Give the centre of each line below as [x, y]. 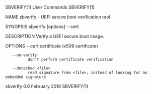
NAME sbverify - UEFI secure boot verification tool [58, 17]
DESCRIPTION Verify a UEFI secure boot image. [55, 36]
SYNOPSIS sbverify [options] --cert [42, 26]
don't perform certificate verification [70, 59]
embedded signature [26, 77]
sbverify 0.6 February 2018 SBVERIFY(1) [47, 86]
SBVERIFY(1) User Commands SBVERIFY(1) [50, 7]
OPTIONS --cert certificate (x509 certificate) [52, 46]
